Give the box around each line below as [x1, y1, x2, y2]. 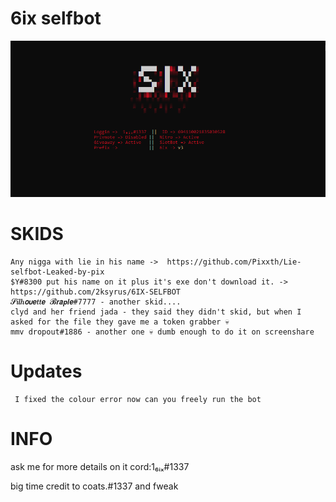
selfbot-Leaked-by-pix [10, 267, 105, 277]
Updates [10, 360, 83, 382]
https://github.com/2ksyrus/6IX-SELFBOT [10, 287, 182, 297]
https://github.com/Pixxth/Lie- [166, 257, 302, 267]
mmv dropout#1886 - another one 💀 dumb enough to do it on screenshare [10, 327, 315, 337]
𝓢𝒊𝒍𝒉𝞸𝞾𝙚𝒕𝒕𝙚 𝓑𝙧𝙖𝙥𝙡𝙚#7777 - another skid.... [10, 297, 182, 307]
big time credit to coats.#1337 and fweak [10, 480, 179, 492]
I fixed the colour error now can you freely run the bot [14, 394, 262, 404]
